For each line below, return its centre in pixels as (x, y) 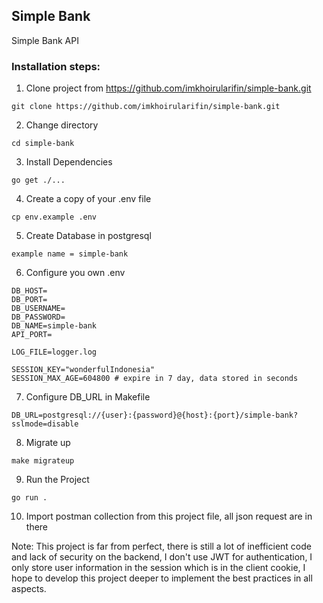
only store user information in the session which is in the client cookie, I (158, 568)
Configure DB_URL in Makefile (88, 397)
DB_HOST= (29, 291)
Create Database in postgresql (88, 236)
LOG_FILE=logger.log (54, 352)
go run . (29, 498)
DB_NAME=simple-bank (54, 326)
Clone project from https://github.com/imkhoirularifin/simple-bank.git (168, 88)
